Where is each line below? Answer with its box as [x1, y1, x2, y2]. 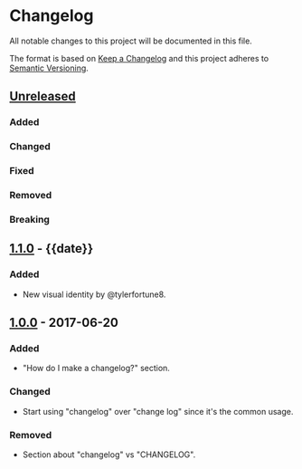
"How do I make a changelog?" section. [22, 363, 170, 374]
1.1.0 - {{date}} [9, 241, 93, 256]
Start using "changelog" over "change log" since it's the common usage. [22, 406, 294, 416]
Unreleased [9, 89, 77, 104]
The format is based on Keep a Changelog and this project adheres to [9, 53, 269, 63]
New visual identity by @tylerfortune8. [22, 289, 166, 300]
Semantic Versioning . [9, 62, 89, 73]
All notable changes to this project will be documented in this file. [9, 35, 253, 46]
